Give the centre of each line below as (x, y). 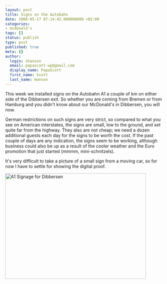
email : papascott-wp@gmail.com (42, 65)
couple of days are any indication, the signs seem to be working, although (81, 140)
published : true (22, 47)
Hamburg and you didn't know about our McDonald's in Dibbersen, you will (82, 104)
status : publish (22, 38)
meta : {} (14, 51)
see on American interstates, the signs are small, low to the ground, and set (83, 124)
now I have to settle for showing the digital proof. (55, 166)
